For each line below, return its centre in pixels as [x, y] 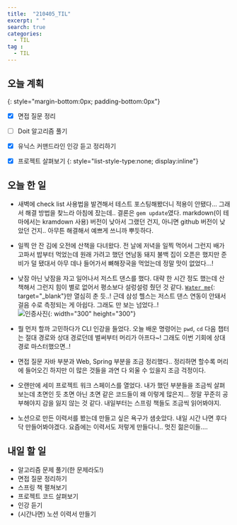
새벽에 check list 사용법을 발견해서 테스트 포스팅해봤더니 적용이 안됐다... [117, 204]
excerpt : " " [27, 21]
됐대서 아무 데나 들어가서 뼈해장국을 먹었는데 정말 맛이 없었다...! [126, 263]
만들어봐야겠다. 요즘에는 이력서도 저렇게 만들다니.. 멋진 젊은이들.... [117, 427]
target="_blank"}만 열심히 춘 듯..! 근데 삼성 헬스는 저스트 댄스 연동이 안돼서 [122, 296]
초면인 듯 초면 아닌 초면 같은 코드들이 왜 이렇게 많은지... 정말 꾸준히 [129, 394]
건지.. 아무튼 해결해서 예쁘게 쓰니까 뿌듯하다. [92, 230]
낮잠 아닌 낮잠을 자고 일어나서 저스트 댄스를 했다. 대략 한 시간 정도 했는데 [117, 278]
